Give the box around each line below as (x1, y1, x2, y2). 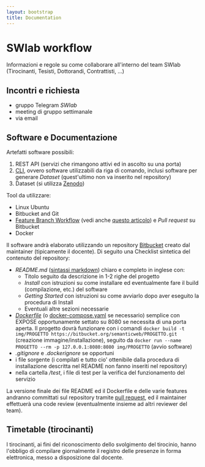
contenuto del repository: (6, 254, 70, 262)
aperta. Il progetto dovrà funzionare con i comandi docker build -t (15, 325, 185, 332)
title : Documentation (6, 15, 62, 21)
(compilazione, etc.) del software (24, 285, 108, 293)
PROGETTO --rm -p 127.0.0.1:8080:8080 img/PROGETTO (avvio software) (15, 343, 193, 350)
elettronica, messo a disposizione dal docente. (6, 454, 124, 461)
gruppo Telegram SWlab (15, 101, 78, 109)
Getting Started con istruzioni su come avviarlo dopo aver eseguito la (24, 292, 199, 300)
